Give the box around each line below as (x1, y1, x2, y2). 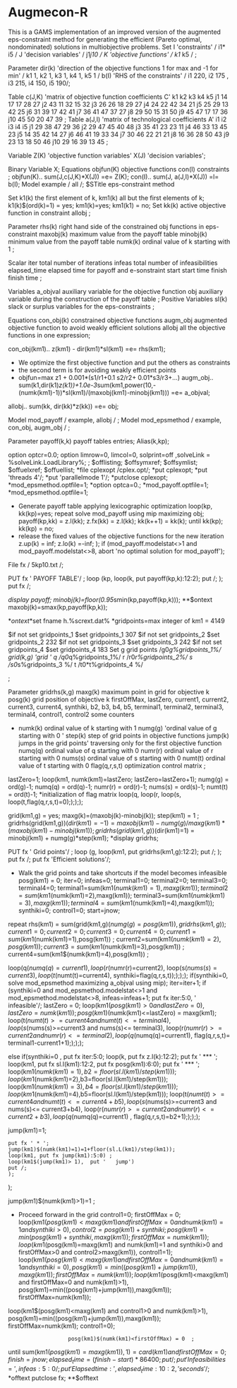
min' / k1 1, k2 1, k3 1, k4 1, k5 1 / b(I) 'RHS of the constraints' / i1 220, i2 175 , (8, 71, 229, 80)
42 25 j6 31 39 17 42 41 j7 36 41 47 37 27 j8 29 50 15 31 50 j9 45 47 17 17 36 (8, 107, 229, 116)
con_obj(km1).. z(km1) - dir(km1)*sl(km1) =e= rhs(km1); (8, 344, 166, 353)
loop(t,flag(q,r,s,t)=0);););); (8, 797, 84, 806)
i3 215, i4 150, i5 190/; (8, 78, 71, 87)
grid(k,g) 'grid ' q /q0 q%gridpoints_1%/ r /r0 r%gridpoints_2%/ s (8, 653, 193, 661)
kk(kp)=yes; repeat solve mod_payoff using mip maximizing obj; (18, 509, 205, 518)
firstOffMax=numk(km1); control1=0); (8, 1322, 116, 1330)
